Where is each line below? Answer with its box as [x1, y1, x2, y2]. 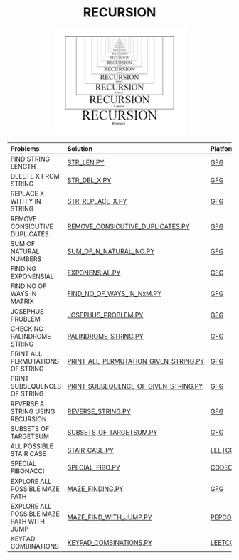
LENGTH [10, 162, 36, 171]
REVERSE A [10, 399, 45, 408]
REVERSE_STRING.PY [67, 407, 131, 416]
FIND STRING [10, 154, 51, 163]
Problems [10, 144, 40, 153]
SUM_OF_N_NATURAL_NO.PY [67, 247, 155, 255]
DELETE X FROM [10, 172, 60, 181]
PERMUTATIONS [10, 357, 59, 366]
